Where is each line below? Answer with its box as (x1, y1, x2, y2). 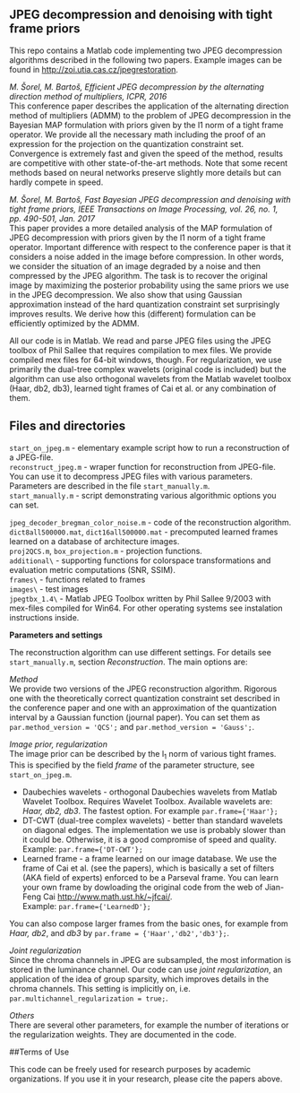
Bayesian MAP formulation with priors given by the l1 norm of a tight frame (9, 119, 284, 130)
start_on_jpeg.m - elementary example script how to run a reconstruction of (9, 442, 290, 453)
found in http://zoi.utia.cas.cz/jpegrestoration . (9, 64, 179, 74)
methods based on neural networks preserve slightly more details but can (9, 167, 282, 178)
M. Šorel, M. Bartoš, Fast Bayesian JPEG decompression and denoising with (9, 194, 291, 204)
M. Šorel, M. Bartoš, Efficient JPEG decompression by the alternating (9, 81, 264, 92)
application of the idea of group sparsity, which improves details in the (9, 974, 270, 985)
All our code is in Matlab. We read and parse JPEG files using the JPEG (9, 335, 271, 346)
